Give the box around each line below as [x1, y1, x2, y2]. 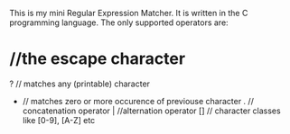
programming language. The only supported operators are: [9, 17, 229, 28]
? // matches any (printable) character [9, 78, 151, 89]
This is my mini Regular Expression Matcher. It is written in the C [9, 8, 248, 18]
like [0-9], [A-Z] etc [22, 114, 96, 125]
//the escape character [9, 49, 186, 69]
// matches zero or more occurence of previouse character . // [22, 95, 255, 106]
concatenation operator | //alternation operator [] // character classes [22, 105, 282, 116]
